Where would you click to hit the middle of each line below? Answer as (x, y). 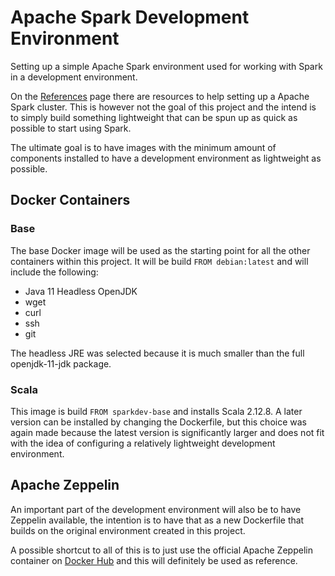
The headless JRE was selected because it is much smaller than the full (157, 353)
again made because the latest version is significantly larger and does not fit (167, 432)
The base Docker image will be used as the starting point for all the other (160, 250)
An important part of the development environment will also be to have (156, 509)
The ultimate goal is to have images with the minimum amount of (143, 147)
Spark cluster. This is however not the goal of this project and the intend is (163, 107)
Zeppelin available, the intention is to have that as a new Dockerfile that (157, 520)
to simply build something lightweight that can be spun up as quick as (154, 117)
